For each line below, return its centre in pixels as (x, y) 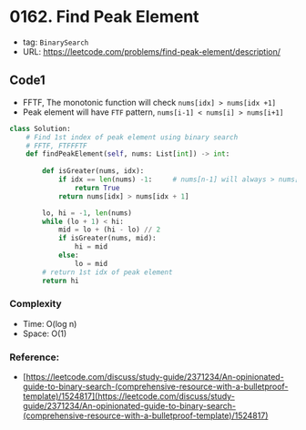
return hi (61, 281)
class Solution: (40, 128)
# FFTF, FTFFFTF (57, 146)
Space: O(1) (45, 333)
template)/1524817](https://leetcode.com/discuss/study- (128, 396)
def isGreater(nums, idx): (93, 171)
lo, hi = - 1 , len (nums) (87, 213)
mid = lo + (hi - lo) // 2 (109, 230)
